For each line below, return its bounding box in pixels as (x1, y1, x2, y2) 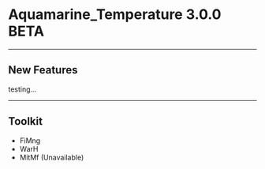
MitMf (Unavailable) (19, 152, 84, 162)
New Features (8, 63, 78, 77)
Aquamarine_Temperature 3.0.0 (8, 6, 222, 24)
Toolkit (8, 115, 43, 128)
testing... (8, 84, 37, 94)
